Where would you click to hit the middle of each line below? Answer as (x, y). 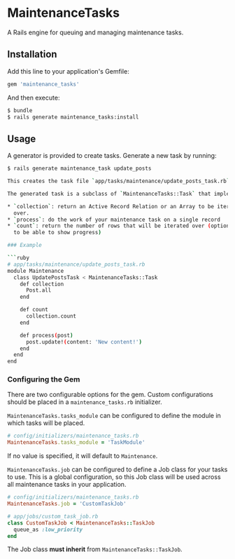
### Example (24, 245)
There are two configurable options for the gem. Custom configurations (110, 395)
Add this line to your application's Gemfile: (68, 71)
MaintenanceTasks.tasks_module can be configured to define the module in (114, 416)
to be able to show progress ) (57, 233)
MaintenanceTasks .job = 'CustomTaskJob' (67, 504)
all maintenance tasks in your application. (67, 485)
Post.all (38, 290)
